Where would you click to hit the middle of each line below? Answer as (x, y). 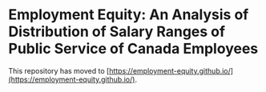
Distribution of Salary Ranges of (117, 32)
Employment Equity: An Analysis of (129, 15)
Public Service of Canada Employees (133, 49)
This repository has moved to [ (59, 70)
